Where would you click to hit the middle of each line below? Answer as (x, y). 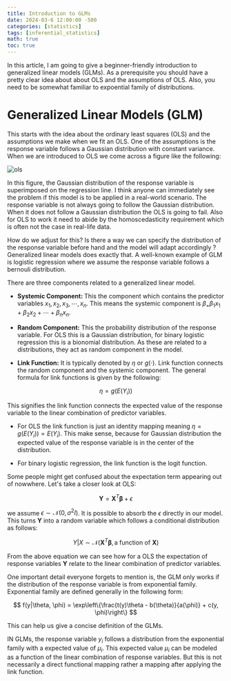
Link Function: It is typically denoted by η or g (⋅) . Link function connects (120, 363)
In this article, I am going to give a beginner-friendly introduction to (102, 65)
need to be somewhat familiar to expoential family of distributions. (101, 87)
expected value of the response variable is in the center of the (106, 443)
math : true (23, 39)
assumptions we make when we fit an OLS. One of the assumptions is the (111, 141)
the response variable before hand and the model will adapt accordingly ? (112, 247)
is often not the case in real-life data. (59, 226)
